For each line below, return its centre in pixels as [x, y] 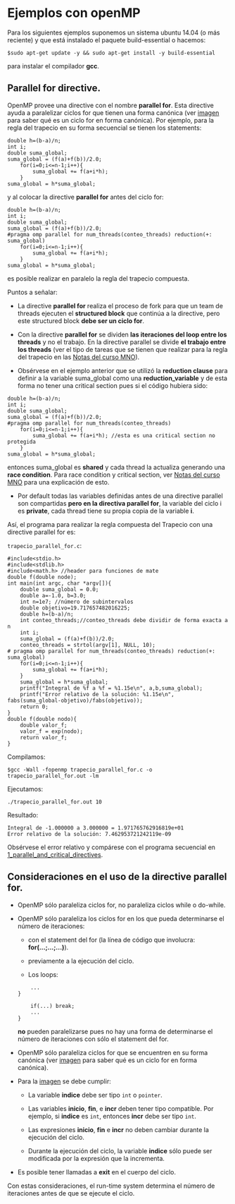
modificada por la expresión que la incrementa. [96, 1158]
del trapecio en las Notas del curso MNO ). [78, 357]
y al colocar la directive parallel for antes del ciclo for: [85, 197]
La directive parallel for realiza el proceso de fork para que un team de [120, 305]
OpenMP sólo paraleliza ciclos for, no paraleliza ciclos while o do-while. [121, 905]
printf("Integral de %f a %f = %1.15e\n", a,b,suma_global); [111, 688]
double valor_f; [44, 725]
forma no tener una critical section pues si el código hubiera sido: [113, 385]
